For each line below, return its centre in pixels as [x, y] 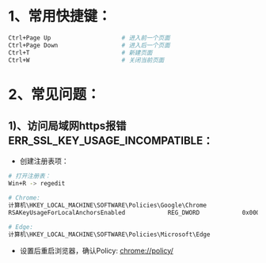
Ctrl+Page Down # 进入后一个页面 [89, 45]
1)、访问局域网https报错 [67, 126]
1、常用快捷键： [60, 16]
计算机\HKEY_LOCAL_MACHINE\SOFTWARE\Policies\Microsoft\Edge [109, 234]
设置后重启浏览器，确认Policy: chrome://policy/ [97, 250]
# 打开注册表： [30, 176]
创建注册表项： [44, 161]
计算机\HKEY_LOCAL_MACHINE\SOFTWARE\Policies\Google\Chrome [108, 206]
